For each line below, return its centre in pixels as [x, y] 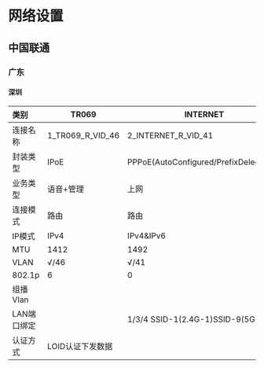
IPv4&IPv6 [147, 235]
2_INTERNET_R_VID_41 [170, 135]
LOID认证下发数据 [80, 346]
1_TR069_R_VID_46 [83, 135]
